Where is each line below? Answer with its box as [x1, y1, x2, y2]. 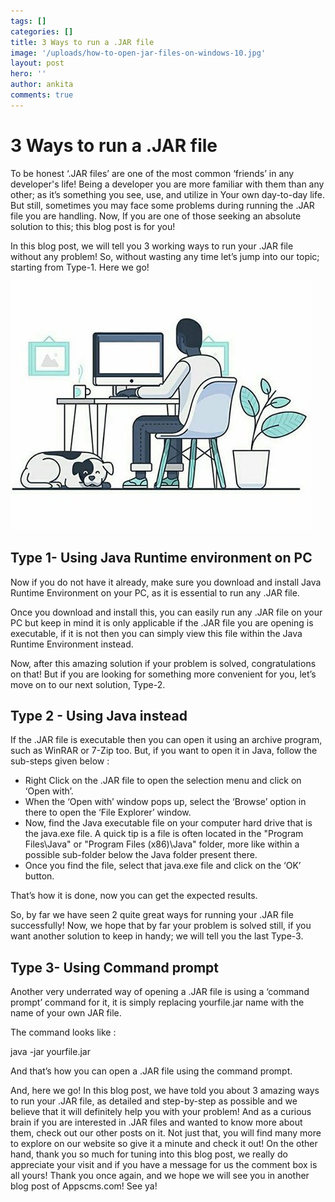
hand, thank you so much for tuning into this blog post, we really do [10, 1148, 288, 1160]
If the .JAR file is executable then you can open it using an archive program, [10, 734, 323, 746]
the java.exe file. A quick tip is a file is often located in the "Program [24, 828, 304, 840]
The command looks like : [10, 1026, 117, 1039]
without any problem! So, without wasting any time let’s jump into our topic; [10, 250, 320, 262]
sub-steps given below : [10, 755, 110, 767]
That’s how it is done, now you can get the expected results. [10, 890, 258, 902]
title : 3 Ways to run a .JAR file [10, 37, 155, 47]
